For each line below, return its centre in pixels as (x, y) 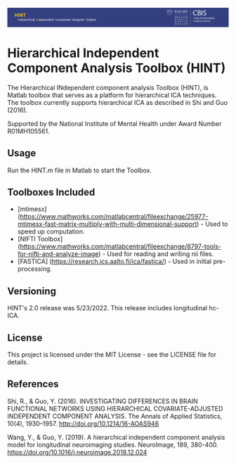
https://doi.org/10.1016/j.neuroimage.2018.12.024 (77, 452)
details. (18, 362)
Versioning (32, 291)
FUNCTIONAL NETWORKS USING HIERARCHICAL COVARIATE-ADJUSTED (115, 408)
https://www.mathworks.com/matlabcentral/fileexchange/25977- (114, 217)
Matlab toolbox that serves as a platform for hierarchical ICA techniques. (112, 95)
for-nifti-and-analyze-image (58, 254)
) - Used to (212, 224)
